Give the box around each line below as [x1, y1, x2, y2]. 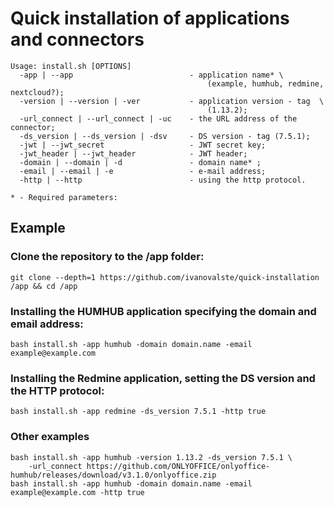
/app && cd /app [10, 281, 78, 291]
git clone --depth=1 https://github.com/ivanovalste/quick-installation [10, 272, 320, 282]
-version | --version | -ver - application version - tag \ [19, 96, 325, 106]
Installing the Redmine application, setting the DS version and [10, 371, 316, 385]
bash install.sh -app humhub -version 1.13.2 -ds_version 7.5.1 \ [10, 452, 293, 462]
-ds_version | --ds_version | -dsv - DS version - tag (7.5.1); [19, 131, 311, 141]
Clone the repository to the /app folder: [10, 250, 205, 264]
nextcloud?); [10, 87, 65, 97]
